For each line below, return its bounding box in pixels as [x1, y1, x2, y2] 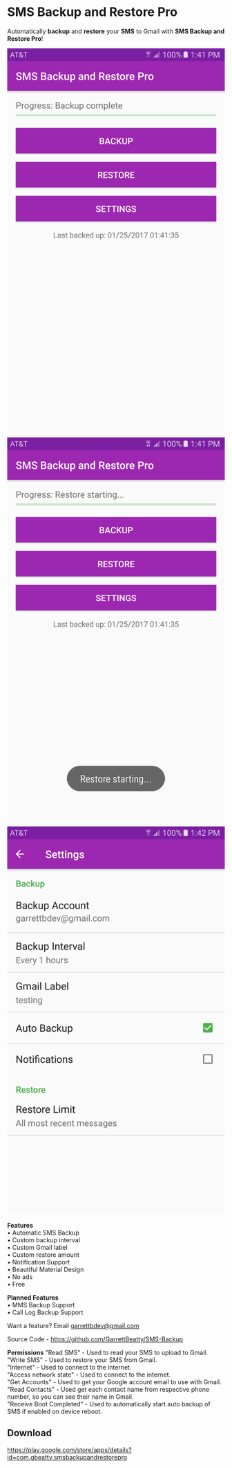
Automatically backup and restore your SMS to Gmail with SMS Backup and [7, 27, 225, 35]
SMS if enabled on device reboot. [7, 1407, 102, 1415]
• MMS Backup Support [7, 1300, 75, 1309]
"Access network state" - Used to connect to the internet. [7, 1370, 171, 1379]
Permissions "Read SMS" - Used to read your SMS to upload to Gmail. [7, 1348, 209, 1357]
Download [7, 1427, 52, 1439]
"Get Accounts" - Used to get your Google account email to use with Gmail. [7, 1377, 222, 1386]
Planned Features [7, 1293, 59, 1302]
